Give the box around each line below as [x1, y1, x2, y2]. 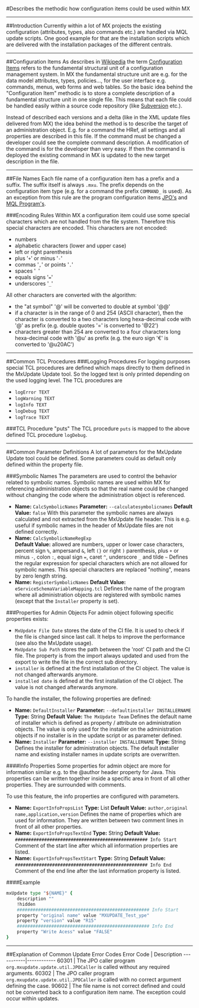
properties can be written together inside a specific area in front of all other [6, 775, 190, 782]
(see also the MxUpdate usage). [14, 639, 94, 646]
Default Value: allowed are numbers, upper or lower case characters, [14, 541, 185, 548]
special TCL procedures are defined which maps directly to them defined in [6, 364, 191, 371]
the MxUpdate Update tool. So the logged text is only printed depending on [6, 370, 190, 378]
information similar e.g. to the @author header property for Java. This [6, 769, 176, 775]
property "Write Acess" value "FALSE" [17, 929, 113, 935]
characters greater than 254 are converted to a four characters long [14, 328, 181, 335]
